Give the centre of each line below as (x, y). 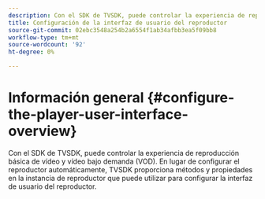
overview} (43, 131)
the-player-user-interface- (99, 114)
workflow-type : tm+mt (44, 37)
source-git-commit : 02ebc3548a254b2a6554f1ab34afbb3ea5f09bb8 (112, 30)
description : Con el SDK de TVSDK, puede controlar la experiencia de (127, 15)
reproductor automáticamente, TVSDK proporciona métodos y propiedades (131, 169)
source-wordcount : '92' (47, 45)
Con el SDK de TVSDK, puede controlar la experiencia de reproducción (124, 153)
